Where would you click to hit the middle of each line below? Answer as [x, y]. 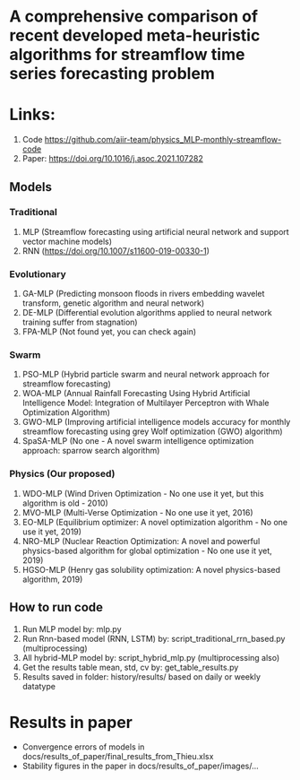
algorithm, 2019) [52, 579]
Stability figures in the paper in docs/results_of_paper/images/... [141, 766]
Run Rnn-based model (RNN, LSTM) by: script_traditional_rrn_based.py [154, 638]
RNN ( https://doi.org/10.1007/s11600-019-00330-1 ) [116, 251]
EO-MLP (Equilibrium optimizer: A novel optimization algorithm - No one [155, 522]
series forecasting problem [112, 74]
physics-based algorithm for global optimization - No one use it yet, [147, 550]
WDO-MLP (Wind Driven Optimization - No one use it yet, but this [143, 493]
